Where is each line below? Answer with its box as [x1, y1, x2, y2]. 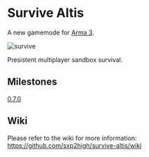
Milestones [7, 76, 58, 88]
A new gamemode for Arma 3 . [7, 28, 95, 37]
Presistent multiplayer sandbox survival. [7, 55, 123, 64]
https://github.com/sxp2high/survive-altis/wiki [7, 141, 142, 149]
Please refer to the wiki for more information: [7, 134, 137, 142]
